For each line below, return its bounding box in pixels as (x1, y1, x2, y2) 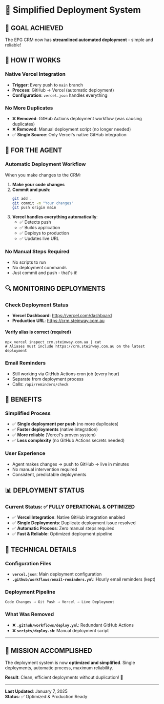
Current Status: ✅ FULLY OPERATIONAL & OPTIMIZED (5, 503, 135, 510)
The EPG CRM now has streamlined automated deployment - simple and (5, 37, 154, 43)
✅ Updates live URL (19, 235, 60, 241)
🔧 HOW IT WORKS (5, 56, 61, 64)
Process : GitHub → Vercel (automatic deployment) (12, 87, 114, 93)
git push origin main (12, 205, 56, 210)
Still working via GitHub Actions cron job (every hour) (12, 371, 120, 377)
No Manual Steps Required (5, 248, 70, 255)
